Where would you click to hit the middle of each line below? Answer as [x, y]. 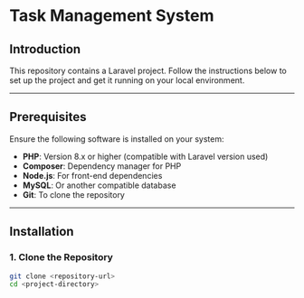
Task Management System [112, 16]
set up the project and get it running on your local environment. [127, 80]
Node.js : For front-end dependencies [92, 175]
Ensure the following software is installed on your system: [117, 139]
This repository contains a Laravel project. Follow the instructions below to [148, 70]
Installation [42, 232]
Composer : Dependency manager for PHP [102, 166]
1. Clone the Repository [61, 257]
